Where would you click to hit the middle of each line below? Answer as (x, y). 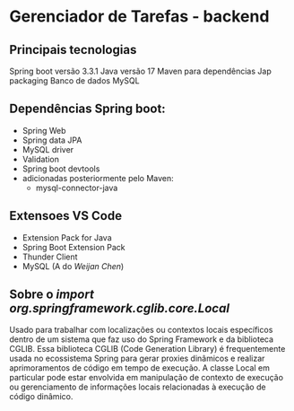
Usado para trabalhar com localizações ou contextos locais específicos (141, 330)
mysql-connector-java (77, 188)
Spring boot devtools (61, 169)
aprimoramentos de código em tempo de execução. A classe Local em (140, 368)
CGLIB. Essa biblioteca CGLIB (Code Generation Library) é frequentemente (147, 349)
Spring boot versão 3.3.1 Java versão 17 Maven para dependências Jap (140, 71)
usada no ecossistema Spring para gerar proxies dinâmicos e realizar (137, 359)
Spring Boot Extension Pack (73, 247)
